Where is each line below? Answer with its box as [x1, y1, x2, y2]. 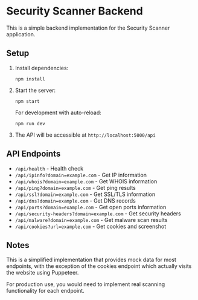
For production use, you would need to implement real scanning [6, 281, 165, 288]
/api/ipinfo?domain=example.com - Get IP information [14, 171, 147, 178]
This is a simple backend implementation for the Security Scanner [6, 24, 170, 31]
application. [6, 30, 36, 37]
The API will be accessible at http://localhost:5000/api [14, 131, 156, 139]
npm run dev [14, 120, 45, 126]
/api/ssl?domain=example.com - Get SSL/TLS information [14, 191, 156, 198]
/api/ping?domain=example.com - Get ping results [14, 184, 136, 191]
